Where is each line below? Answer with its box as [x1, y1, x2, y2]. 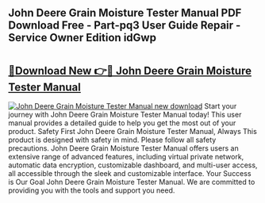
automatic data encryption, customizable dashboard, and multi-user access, [8, 160, 258, 170]
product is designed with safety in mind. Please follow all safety [8, 135, 217, 144]
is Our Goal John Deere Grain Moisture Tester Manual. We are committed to [8, 178, 255, 186]
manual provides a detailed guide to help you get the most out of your [8, 118, 236, 128]
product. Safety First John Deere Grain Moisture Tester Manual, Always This [8, 127, 258, 136]
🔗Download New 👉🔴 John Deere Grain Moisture [8, 63, 252, 78]
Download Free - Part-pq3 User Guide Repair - [8, 19, 241, 33]
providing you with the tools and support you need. [8, 186, 175, 195]
